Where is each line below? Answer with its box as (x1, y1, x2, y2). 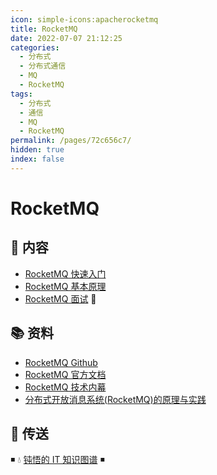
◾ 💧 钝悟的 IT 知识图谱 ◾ (10, 454, 105, 466)
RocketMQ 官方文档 (24, 368, 107, 380)
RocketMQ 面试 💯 (24, 292, 97, 305)
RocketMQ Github (24, 356, 98, 368)
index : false (10, 154, 65, 164)
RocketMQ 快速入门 (24, 267, 107, 280)
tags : (10, 89, 33, 99)
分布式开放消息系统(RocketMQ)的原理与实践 (24, 393, 207, 405)
